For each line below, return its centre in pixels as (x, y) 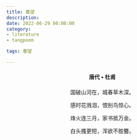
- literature (23, 35)
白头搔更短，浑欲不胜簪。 (102, 131)
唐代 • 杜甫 (102, 77)
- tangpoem (20, 40)
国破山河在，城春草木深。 (102, 92)
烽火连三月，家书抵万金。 (102, 118)
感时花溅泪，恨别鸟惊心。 (102, 105)
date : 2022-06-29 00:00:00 (40, 23)
